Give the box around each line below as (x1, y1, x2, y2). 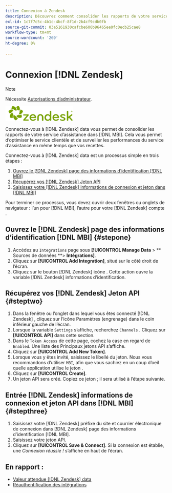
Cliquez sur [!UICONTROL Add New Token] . (12, 349, 106, 355)
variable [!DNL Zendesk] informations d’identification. (12, 274, 126, 280)
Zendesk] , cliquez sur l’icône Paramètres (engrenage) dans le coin (12, 316, 155, 322)
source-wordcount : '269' (5, 35, 58, 41)
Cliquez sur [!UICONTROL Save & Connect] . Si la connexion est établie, (12, 442, 164, 448)
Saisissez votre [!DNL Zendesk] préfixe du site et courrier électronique (12, 421, 162, 427)
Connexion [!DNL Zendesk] (5, 69, 123, 81)
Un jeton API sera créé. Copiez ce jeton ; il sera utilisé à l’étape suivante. (12, 376, 165, 382)
